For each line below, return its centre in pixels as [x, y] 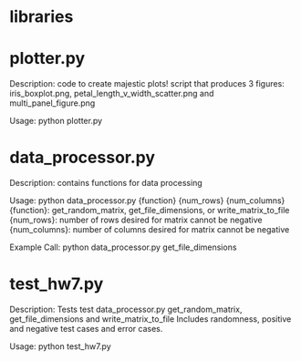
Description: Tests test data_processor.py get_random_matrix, [126, 309]
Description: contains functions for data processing [106, 183]
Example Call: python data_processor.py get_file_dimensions [123, 247]
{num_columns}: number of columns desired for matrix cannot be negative [150, 230]
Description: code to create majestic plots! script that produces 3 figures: [147, 84]
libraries [42, 17]
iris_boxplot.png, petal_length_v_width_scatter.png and [112, 94]
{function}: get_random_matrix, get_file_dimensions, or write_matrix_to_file [150, 211]
